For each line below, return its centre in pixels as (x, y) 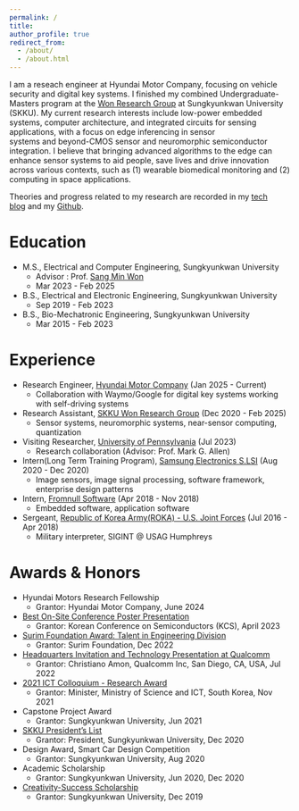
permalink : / (33, 17)
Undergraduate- (249, 94)
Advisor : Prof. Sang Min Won (90, 276)
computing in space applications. (70, 179)
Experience (52, 360)
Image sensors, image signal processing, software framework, (150, 480)
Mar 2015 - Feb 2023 (74, 323)
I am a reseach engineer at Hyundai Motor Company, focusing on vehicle (144, 84)
